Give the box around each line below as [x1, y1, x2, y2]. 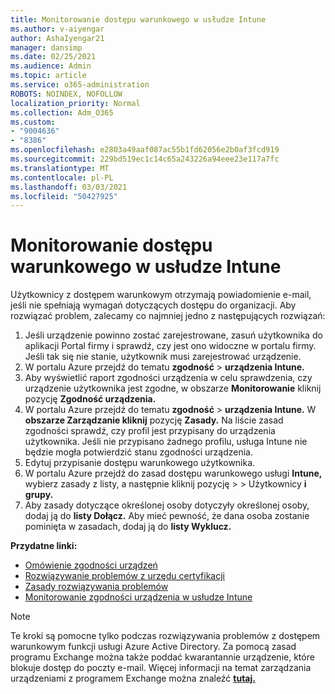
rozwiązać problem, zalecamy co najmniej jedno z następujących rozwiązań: [10, 310, 326, 322]
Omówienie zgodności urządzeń [24, 559, 158, 571]
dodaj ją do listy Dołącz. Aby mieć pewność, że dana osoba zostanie [24, 510, 310, 522]
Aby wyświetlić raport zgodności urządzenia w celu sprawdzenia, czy [24, 372, 313, 384]
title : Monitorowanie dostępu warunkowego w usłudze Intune [10, 14, 267, 25]
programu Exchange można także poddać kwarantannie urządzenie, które [10, 651, 315, 663]
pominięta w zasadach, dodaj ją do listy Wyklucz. [24, 521, 232, 533]
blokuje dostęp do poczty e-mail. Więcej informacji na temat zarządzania [10, 662, 312, 674]
